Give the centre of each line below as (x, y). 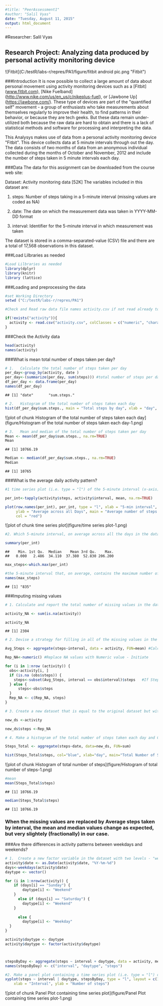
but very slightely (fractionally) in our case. (57, 833)
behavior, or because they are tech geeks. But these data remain (70, 118)
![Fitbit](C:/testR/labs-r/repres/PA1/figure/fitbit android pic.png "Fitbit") (76, 72)
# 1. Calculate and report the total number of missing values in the (78, 605)
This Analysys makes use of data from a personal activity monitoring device (81, 138)
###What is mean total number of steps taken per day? (60, 359)
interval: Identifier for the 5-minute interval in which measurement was (82, 226)
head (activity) (20, 345)
